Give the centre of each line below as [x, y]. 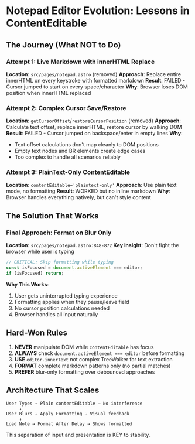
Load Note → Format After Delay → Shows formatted [69, 424]
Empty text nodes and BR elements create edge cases [80, 151]
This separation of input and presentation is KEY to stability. [78, 435]
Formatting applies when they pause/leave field [72, 302]
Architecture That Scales [53, 390]
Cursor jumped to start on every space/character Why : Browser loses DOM [97, 87]
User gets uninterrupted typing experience [66, 296]
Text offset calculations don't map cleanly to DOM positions [87, 145]
